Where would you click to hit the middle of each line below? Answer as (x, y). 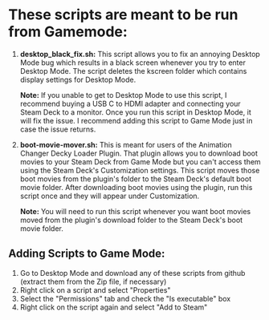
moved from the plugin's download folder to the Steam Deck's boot (131, 220)
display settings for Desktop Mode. (78, 79)
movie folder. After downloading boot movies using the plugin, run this (136, 187)
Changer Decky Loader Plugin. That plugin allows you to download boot (139, 153)
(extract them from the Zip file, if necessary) (93, 282)
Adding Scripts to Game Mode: (87, 254)
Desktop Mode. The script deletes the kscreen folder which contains (133, 71)
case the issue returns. (58, 129)
